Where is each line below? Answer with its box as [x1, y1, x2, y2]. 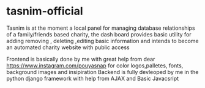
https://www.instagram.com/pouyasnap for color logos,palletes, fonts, [6, 62, 184, 69]
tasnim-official [6, 4, 84, 18]
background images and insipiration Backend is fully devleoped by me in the [6, 68, 199, 75]
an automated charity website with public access [6, 44, 130, 51]
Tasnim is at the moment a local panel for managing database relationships [6, 24, 195, 32]
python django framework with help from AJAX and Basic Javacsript [6, 75, 179, 82]
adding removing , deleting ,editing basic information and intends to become [6, 37, 199, 44]
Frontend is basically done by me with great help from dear [6, 55, 155, 63]
